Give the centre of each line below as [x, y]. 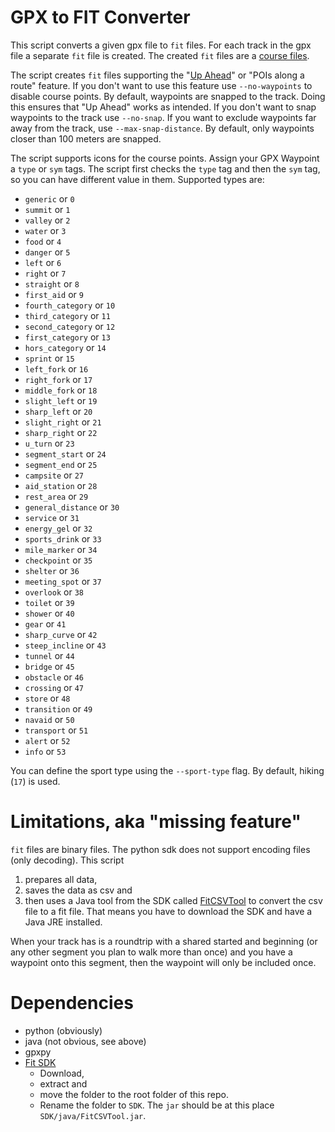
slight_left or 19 [61, 400]
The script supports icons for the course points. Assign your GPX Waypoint [165, 158]
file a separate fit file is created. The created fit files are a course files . [160, 55]
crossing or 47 [54, 687]
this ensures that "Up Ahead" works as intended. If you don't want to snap [163, 107]
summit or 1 [47, 209]
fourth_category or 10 [70, 305]
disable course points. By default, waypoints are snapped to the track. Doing [168, 96]
